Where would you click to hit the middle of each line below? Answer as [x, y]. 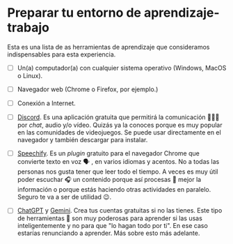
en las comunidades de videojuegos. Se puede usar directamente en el [119, 132]
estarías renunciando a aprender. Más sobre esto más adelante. [109, 233]
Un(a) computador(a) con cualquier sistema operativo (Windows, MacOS [122, 68]
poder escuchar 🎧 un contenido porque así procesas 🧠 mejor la [109, 180]
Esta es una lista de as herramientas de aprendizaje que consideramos [109, 47]
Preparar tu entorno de [74, 13]
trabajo [29, 28]
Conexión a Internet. [47, 103]
